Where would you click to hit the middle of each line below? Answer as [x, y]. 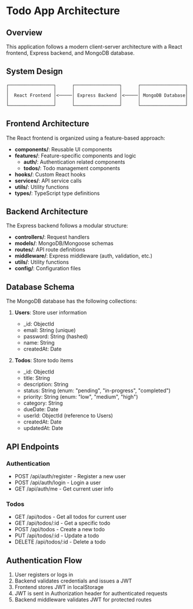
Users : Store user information [51, 313]
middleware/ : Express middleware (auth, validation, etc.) [84, 256]
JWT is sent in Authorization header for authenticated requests [91, 594]
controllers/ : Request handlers [52, 237]
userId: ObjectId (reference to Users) [68, 416]
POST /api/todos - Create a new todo [59, 529]
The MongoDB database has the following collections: [71, 301]
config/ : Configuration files [48, 269]
